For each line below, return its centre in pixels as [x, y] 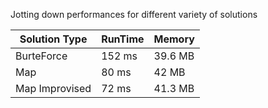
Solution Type [53, 39]
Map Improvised [53, 88]
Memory [174, 39]
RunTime [123, 39]
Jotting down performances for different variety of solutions [134, 14]
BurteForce [41, 56]
